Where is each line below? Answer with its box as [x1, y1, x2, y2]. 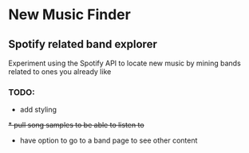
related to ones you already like [8, 67, 112, 76]
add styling [19, 105, 57, 115]
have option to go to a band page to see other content [19, 135, 198, 145]
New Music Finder [8, 6, 132, 24]
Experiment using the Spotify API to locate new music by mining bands [8, 58, 241, 68]
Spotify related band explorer [8, 37, 157, 51]
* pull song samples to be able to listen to [8, 120, 145, 130]
